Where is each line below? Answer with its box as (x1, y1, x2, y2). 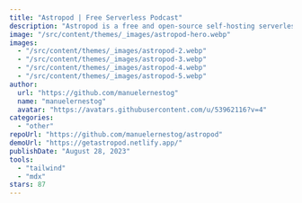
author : (9, 80, 39, 89)
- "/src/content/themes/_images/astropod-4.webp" (17, 64, 207, 73)
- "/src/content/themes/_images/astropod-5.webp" (17, 72, 207, 81)
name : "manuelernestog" (17, 96, 106, 106)
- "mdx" (17, 172, 47, 181)
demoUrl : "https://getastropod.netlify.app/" (9, 138, 182, 147)
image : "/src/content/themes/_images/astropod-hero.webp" (9, 30, 231, 39)
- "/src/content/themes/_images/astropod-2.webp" (17, 47, 207, 56)
